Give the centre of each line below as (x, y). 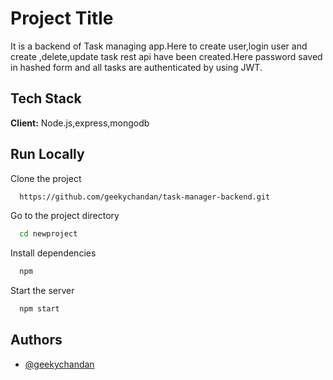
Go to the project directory (65, 216)
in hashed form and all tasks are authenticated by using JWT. (136, 67)
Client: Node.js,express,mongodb (80, 123)
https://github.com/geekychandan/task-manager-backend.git (145, 197)
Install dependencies (53, 253)
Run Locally (47, 154)
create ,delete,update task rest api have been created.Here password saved (166, 56)
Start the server (42, 291)
